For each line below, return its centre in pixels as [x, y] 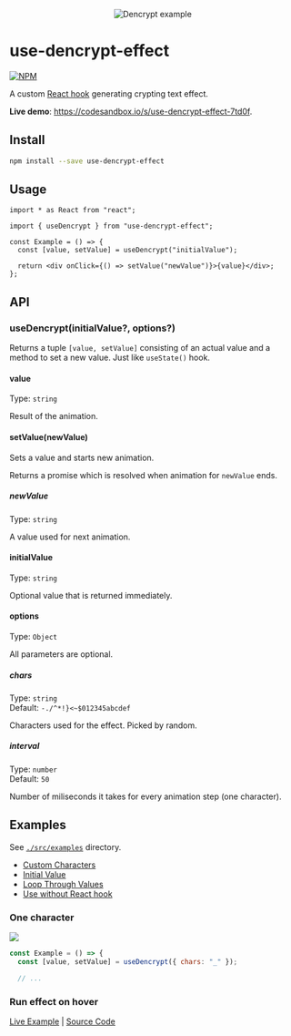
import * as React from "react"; [73, 210]
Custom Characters [59, 865]
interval [25, 746]
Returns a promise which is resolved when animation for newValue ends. [143, 475]
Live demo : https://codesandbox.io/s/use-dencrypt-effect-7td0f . [131, 111]
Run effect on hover [54, 1001]
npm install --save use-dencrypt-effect [87, 161]
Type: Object [33, 636]
